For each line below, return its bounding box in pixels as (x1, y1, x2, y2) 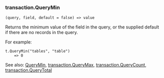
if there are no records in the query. (5, 29, 78, 35)
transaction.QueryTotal (5, 67, 52, 73)
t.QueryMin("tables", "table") (5, 49, 70, 54)
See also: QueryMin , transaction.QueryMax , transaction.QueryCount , (5, 62, 147, 68)
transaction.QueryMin (5, 4, 60, 11)
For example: (5, 39, 32, 45)
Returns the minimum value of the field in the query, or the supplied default (5, 24, 160, 30)
